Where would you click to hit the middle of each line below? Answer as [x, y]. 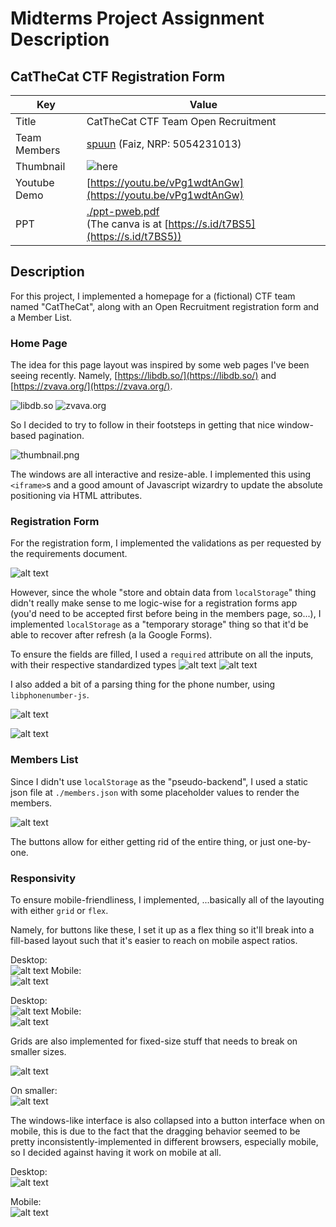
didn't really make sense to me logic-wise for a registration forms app [154, 603]
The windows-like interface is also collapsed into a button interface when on [167, 1120]
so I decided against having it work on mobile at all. [116, 1152]
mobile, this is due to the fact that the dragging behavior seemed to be [155, 1131]
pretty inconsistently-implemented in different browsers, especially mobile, [164, 1141]
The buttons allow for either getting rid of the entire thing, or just [143, 841]
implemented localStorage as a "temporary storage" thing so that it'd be [159, 624]
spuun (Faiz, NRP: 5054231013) [164, 144]
